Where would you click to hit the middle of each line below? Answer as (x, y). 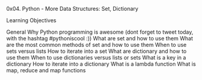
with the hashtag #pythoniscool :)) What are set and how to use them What (100, 38)
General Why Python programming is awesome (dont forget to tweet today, (100, 32)
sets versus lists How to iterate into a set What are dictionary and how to (96, 51)
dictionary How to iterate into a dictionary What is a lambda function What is (101, 64)
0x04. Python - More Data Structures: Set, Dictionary (72, 9)
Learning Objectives (31, 20)
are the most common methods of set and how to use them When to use (96, 45)
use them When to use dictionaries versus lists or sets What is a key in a (96, 57)
